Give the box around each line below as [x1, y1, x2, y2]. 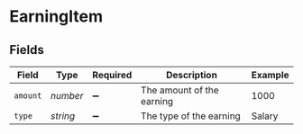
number [50, 90, 84, 102]
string [50, 110, 76, 122]
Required [92, 69, 133, 81]
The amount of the [141, 84, 219, 96]
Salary [251, 110, 279, 122]
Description [165, 69, 218, 81]
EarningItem [9, 6, 104, 27]
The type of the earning [141, 110, 241, 122]
